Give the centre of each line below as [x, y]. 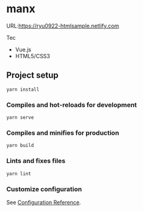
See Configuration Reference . [44, 202]
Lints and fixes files [36, 161]
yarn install [23, 89]
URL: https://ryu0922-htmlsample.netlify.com [63, 26]
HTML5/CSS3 [32, 56]
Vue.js [23, 49]
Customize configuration [44, 189]
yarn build [20, 146]
